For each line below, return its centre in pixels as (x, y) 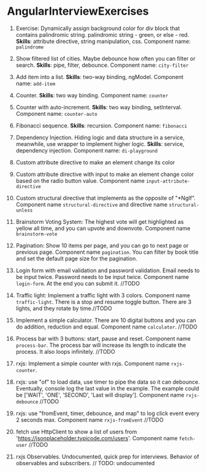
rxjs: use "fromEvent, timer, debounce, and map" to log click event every (108, 413)
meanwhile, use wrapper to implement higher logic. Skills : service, (100, 144)
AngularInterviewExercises (78, 11)
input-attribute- (168, 181)
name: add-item (36, 83)
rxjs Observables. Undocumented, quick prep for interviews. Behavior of (107, 456)
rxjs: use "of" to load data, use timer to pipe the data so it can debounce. (108, 382)
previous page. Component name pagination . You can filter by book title (107, 252)
